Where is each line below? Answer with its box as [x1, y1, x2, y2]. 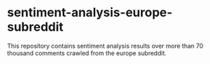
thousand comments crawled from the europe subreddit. [7, 49, 167, 57]
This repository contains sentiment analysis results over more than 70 [7, 42, 204, 50]
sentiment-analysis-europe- [7, 5, 173, 20]
